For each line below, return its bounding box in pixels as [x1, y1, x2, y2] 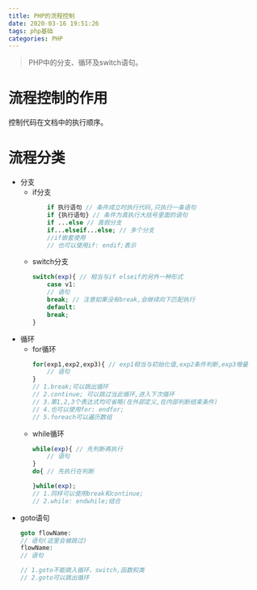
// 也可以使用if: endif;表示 [47, 241, 137, 250]
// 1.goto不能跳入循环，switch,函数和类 [19, 566, 145, 575]
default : [47, 303, 77, 311]
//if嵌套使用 [47, 233, 86, 242]
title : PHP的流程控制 [8, 11, 75, 20]
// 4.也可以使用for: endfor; [32, 405, 124, 413]
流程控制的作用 [8, 89, 108, 108]
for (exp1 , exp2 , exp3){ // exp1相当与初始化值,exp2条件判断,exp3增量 [32, 360, 249, 369]
